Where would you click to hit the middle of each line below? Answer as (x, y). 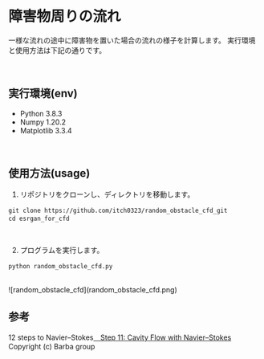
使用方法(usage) (49, 173)
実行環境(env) (43, 94)
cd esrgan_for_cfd (39, 218)
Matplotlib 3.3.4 (46, 130)
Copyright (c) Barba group (52, 347)
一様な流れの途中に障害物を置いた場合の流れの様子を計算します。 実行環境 (132, 40)
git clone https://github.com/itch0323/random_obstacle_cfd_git (118, 210)
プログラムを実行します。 (62, 250)
